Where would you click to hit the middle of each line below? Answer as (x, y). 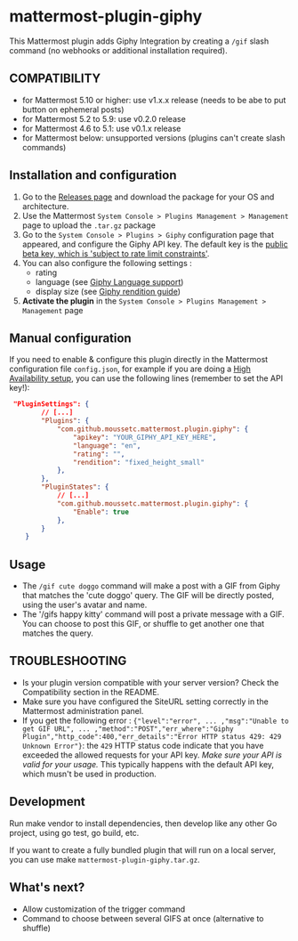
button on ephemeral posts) (73, 110)
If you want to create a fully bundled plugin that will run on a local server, (143, 850)
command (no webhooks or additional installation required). (119, 50)
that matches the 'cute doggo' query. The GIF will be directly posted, (148, 596)
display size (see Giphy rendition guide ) (108, 291)
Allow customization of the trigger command (104, 909)
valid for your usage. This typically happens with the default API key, (148, 764)
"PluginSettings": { (51, 404)
